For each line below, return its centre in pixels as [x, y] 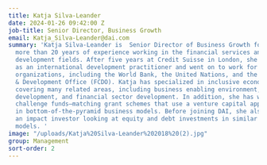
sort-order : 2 [32, 148]
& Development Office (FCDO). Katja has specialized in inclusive [128, 82]
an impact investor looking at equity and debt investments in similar [137, 119]
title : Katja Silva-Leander [55, 15]
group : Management [39, 141]
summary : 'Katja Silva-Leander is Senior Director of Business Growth [129, 45]
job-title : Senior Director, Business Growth [85, 30]
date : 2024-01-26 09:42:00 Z [56, 23]
